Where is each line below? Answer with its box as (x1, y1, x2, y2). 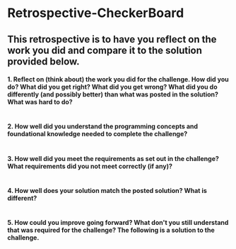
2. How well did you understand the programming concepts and (7, 122, 199, 131)
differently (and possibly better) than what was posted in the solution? (7, 90, 219, 99)
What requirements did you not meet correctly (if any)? (7, 162, 173, 170)
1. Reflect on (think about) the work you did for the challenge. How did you (7, 75, 229, 84)
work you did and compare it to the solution (7, 44, 203, 56)
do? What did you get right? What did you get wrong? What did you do (7, 83, 218, 92)
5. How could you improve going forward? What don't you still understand (7, 218, 229, 226)
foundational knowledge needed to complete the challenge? (7, 130, 188, 138)
